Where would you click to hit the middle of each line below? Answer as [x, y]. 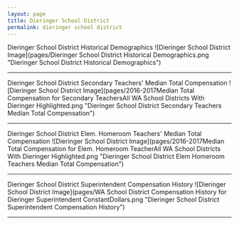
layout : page [27, 14]
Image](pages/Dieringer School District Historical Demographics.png [108, 55]
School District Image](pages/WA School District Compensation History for [117, 192]
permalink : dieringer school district [65, 27]
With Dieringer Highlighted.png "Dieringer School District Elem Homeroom [116, 157]
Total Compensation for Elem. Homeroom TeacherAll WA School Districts [114, 149]
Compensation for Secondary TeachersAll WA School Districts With [106, 98]
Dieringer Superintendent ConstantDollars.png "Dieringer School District [113, 199]
